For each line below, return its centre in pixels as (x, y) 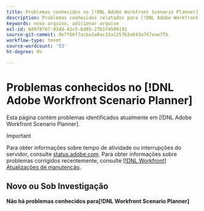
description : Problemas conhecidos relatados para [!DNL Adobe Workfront (103, 18)
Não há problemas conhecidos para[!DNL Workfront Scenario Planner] (98, 201)
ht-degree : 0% (25, 52)
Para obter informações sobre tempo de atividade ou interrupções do (94, 147)
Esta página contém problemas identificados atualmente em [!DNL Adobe (99, 117)
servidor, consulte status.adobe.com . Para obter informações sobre (92, 154)
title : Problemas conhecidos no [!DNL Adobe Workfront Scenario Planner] (103, 12)
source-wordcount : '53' (37, 46)
